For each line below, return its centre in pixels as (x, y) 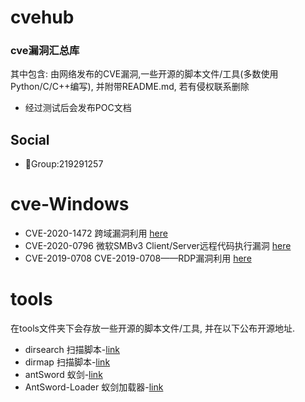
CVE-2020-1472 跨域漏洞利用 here (96, 233)
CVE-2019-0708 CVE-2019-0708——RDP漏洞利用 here (138, 258)
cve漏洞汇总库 (45, 51)
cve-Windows (70, 204)
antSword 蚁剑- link (63, 375)
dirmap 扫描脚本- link (67, 362)
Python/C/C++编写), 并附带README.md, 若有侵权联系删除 (130, 87)
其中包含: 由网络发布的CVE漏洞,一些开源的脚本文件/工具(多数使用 (144, 74)
